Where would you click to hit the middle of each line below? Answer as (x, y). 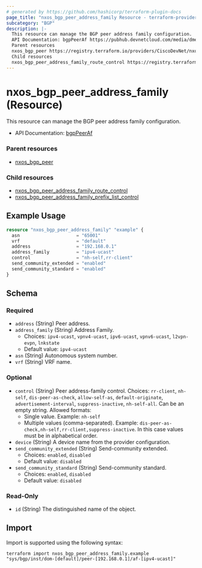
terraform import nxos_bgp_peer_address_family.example (78, 554)
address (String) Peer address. (52, 323)
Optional (19, 378)
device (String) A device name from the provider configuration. (93, 442)
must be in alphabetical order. (61, 435)
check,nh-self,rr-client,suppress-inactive (79, 429)
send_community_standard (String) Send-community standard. (90, 467)
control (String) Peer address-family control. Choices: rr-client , (96, 391)
